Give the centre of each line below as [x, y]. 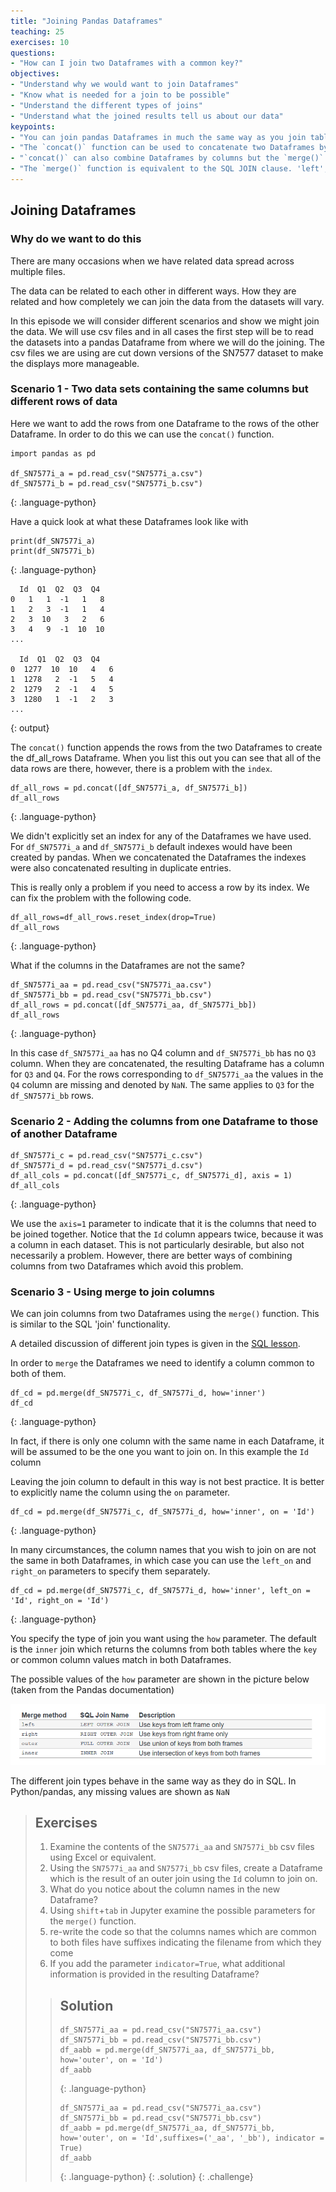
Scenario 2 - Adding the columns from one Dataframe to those [164, 1121]
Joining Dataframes [73, 210]
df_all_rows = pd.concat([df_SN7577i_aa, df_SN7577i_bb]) [133, 1005]
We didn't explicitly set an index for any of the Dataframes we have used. [161, 836]
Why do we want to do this [76, 239]
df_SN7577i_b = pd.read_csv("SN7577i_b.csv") [106, 483]
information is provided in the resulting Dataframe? [154, 1974]
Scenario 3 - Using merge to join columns [112, 1292]
